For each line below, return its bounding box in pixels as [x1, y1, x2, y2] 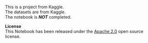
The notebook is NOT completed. [5, 14, 72, 20]
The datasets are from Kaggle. [5, 9, 66, 15]
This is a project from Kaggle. [5, 4, 64, 10]
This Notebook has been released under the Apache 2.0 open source [5, 29, 144, 34]
